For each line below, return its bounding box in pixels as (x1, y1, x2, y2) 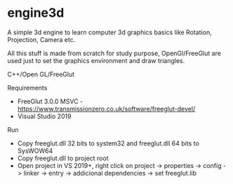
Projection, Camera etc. (7, 35, 76, 43)
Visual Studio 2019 (17, 112, 72, 120)
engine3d (7, 5, 65, 21)
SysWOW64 (17, 146, 53, 155)
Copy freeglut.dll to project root (17, 154, 109, 162)
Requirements (7, 83, 48, 92)
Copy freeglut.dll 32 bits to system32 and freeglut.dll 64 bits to (17, 139, 200, 148)
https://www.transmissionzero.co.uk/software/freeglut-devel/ (17, 104, 196, 113)
